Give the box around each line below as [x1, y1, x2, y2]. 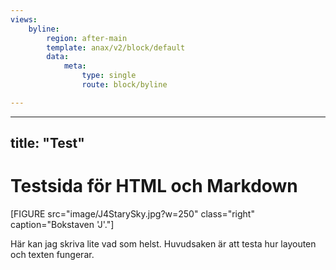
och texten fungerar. [10, 249, 95, 261]
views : [10, 14, 38, 25]
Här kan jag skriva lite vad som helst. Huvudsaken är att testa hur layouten [10, 238, 317, 250]
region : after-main [46, 33, 128, 43]
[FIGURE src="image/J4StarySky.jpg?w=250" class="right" [10, 208, 255, 220]
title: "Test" [10, 135, 85, 152]
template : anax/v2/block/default [46, 42, 186, 53]
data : [46, 52, 70, 62]
